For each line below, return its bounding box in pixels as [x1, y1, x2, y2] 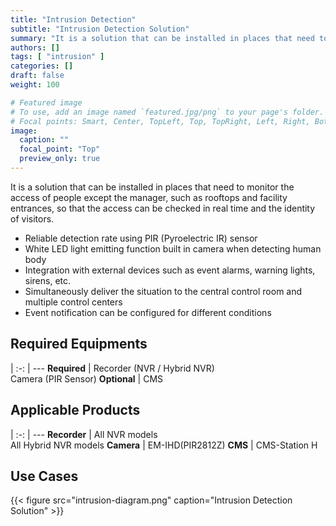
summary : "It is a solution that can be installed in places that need [10, 33, 315, 43]
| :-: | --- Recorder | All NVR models [10, 428, 158, 440]
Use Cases [10, 467, 79, 485]
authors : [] [10, 42, 60, 53]
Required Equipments [10, 336, 148, 353]
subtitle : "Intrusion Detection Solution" [10, 24, 190, 34]
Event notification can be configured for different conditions [24, 306, 272, 318]
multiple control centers [24, 296, 123, 308]
